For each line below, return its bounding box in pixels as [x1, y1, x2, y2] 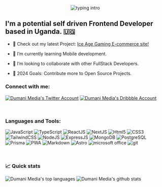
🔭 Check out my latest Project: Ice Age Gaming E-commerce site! [12, 41, 149, 47]
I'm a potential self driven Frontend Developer [5, 19, 153, 28]
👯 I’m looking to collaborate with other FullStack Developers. [12, 60, 139, 66]
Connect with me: [5, 83, 50, 90]
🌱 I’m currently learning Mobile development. [12, 51, 107, 57]
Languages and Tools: [5, 117, 61, 124]
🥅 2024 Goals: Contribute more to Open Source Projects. [12, 70, 132, 76]
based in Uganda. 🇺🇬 [5, 27, 75, 36]
